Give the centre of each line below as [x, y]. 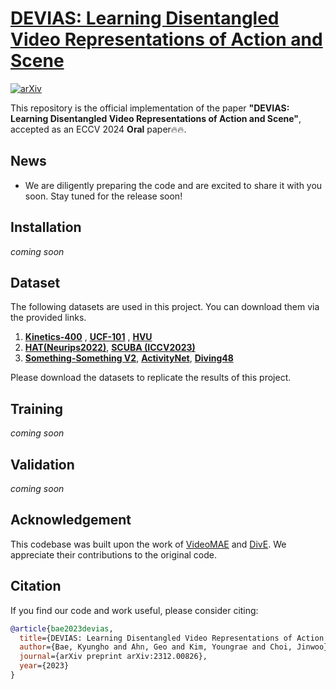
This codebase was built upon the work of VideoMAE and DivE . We [148, 544]
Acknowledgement [71, 520]
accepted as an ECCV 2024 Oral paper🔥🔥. [98, 129]
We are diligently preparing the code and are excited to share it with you [173, 185]
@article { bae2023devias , [62, 628]
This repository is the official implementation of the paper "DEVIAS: [150, 108]
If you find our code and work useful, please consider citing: [134, 610]
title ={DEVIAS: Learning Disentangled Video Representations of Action [172, 638]
